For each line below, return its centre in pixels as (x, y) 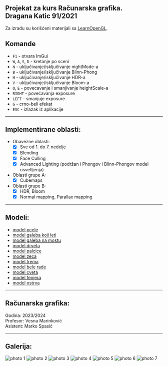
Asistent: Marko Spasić (29, 326)
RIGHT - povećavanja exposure (43, 93)
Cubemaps (31, 180)
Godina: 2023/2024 (25, 315)
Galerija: (19, 346)
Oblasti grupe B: (29, 186)
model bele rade (29, 267)
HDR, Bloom (32, 191)
